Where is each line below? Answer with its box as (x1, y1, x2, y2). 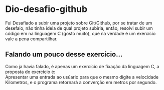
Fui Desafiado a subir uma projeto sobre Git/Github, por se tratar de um (5, 20, 152, 26)
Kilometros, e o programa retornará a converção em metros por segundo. (5, 79, 157, 85)
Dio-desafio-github (5, 3, 88, 15)
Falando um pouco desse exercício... (5, 50, 123, 59)
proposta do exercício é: (5, 69, 56, 75)
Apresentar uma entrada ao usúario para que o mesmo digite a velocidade (5, 74, 159, 80)
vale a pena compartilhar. (5, 36, 58, 42)
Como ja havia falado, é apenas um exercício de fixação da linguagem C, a (5, 63, 159, 69)
